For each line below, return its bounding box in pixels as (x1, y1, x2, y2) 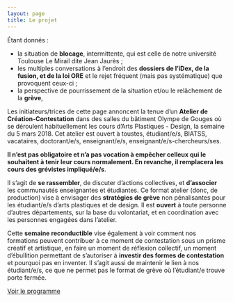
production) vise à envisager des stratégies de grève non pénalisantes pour (7, 193, 226, 202)
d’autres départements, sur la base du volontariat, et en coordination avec (7, 208, 219, 216)
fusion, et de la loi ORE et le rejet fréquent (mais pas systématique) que (17, 71, 223, 80)
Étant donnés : (7, 35, 49, 44)
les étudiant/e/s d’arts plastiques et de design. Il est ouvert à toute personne (7, 200, 227, 209)
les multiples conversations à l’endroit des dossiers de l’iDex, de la (17, 64, 210, 72)
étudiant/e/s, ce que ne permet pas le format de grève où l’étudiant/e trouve (7, 266, 225, 274)
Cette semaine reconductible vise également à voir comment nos (7, 229, 197, 237)
